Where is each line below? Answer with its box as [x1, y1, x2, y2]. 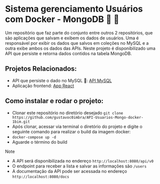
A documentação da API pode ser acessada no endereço [12, 168, 127, 174]
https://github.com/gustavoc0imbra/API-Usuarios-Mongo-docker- [12, 115, 144, 120]
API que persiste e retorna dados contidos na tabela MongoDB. [5, 50, 132, 56]
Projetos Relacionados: [5, 65, 77, 73]
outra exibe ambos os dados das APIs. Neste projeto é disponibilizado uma [5, 45, 156, 51]
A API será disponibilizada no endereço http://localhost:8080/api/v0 [12, 158, 154, 164]
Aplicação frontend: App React [12, 83, 74, 89]
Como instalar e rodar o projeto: [5, 97, 104, 105]
